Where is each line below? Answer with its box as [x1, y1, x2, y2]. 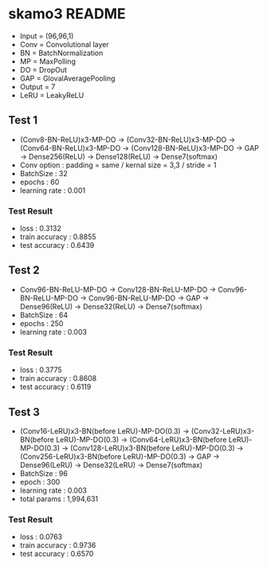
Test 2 [8, 264, 40, 277]
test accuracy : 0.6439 [19, 241, 95, 250]
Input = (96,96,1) [19, 31, 74, 41]
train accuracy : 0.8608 [19, 374, 97, 383]
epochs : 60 [19, 177, 60, 187]
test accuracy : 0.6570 [19, 549, 94, 559]
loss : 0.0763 [19, 532, 63, 542]
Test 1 [8, 113, 38, 128]
